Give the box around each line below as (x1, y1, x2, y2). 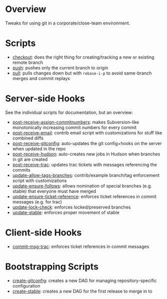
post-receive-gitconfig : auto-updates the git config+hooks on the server (12, 140, 162, 146)
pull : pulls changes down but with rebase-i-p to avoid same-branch (12, 70, 152, 76)
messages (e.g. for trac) (12, 198, 62, 204)
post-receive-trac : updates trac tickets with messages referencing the (12, 161, 157, 167)
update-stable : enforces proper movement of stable (12, 209, 120, 215)
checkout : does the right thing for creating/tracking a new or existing (12, 54, 154, 60)
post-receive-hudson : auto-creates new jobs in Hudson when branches (12, 151, 160, 157)
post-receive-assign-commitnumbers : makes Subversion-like (12, 119, 139, 125)
